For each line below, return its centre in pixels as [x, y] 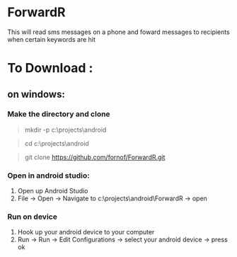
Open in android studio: [48, 176]
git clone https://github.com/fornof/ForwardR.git [95, 157]
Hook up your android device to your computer [86, 232]
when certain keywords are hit [51, 39]
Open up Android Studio [53, 191]
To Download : [50, 68]
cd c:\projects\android [57, 143]
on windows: [36, 94]
